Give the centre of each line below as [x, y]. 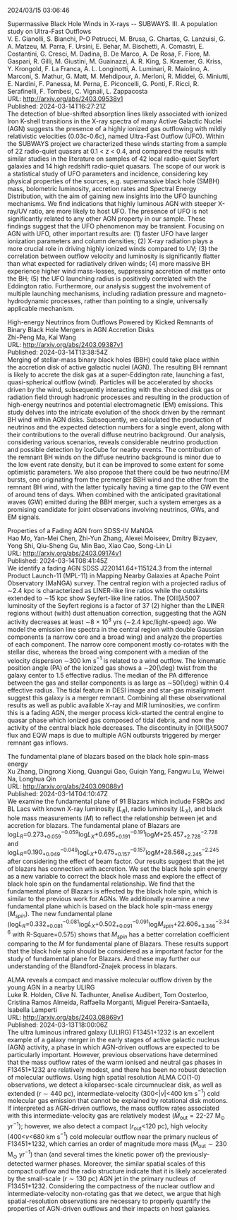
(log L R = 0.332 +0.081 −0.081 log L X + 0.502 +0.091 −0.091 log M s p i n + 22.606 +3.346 [111, 924]
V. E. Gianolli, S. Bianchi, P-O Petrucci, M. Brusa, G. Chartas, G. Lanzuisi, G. [116, 39]
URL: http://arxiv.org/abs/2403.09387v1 [65, 344]
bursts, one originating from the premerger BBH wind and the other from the [118, 480]
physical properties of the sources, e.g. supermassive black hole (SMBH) [114, 181]
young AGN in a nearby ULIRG [51, 987]
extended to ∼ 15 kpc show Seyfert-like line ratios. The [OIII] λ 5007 [104, 598]
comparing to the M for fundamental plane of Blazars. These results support [118, 944]
